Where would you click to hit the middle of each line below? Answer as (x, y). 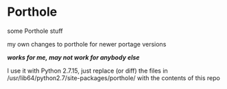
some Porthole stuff (35, 31)
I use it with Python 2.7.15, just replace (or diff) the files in (87, 71)
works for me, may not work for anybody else (73, 57)
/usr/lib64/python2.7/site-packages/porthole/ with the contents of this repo (114, 78)
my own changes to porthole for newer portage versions (87, 44)
